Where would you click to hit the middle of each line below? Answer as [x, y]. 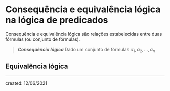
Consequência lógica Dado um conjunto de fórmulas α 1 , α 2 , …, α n [86, 50]
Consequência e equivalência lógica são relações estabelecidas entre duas [84, 34]
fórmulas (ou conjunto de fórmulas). [43, 39]
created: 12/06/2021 [26, 83]
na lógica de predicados [57, 20]
